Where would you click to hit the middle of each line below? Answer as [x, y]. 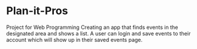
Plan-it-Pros [37, 11]
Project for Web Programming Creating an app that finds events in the [92, 27]
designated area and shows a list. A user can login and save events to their [99, 33]
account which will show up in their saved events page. [74, 40]
